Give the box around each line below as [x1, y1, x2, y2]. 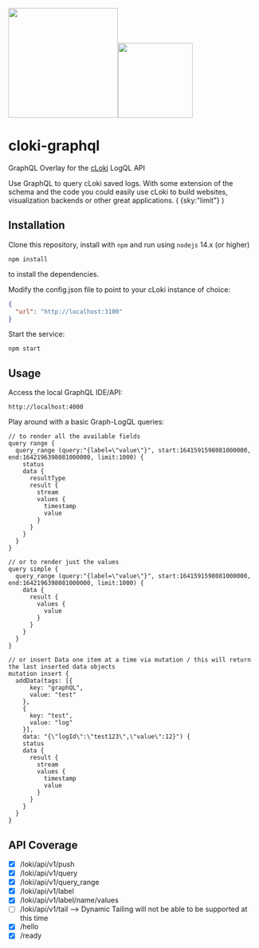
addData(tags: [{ [15, 677, 73, 685]
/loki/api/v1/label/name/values [19, 895, 120, 905]
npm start [8, 345, 41, 353]
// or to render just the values [8, 559, 120, 567]
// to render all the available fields [8, 433, 141, 440]
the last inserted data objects [8, 663, 116, 671]
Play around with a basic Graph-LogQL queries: [8, 417, 165, 427]
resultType [29, 475, 66, 483]
